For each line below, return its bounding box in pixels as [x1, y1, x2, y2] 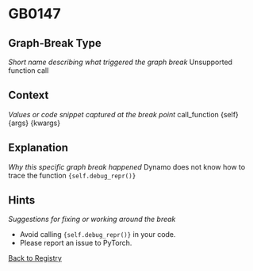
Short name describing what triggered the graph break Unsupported [8, 57, 232, 67]
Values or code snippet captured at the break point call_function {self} [8, 109, 240, 119]
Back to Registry [8, 254, 62, 263]
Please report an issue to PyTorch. [19, 239, 132, 248]
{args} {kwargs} [8, 118, 61, 128]
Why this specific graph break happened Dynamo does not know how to [8, 162, 246, 171]
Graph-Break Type [8, 36, 102, 50]
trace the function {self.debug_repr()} [8, 170, 136, 180]
